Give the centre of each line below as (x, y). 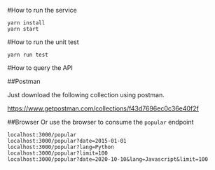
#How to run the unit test (43, 42)
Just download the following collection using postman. (86, 95)
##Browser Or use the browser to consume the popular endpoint (100, 122)
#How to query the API (40, 68)
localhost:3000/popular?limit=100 (58, 153)
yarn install (26, 23)
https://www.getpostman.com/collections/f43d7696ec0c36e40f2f (103, 108)
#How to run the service (42, 10)
